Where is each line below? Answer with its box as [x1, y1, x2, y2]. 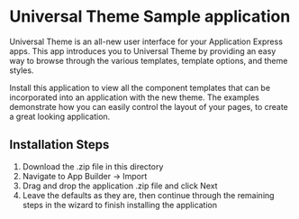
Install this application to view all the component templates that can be [9, 82, 271, 93]
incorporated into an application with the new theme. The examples [9, 92, 259, 103]
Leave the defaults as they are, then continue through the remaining [22, 189, 275, 200]
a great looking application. [9, 111, 111, 122]
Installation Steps [9, 137, 110, 152]
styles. [9, 65, 34, 76]
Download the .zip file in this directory [22, 160, 164, 172]
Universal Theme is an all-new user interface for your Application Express [9, 36, 284, 47]
